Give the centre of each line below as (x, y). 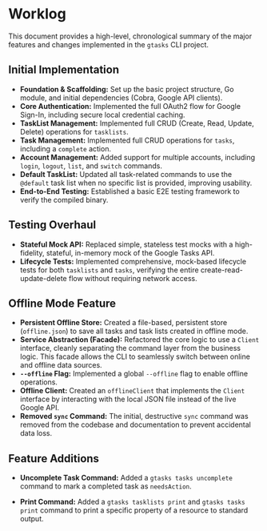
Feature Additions (54, 459)
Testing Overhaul (52, 225)
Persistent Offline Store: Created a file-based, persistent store (124, 323)
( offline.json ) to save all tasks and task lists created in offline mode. (134, 331)
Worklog (37, 14)
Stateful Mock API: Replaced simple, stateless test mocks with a (126, 244)
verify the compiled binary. (64, 199)
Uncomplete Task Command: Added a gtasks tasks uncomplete (126, 478)
